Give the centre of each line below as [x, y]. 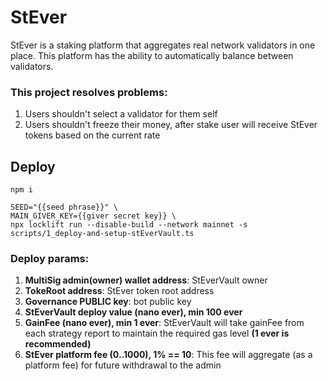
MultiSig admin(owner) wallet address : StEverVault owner [146, 280]
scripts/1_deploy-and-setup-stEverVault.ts [102, 234]
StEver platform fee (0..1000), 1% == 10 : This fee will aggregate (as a [168, 355]
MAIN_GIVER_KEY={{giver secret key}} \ [93, 216]
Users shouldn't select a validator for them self [121, 114]
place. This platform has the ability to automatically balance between [152, 55]
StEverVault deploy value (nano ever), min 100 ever [133, 312]
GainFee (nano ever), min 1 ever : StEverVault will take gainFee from [164, 323]
